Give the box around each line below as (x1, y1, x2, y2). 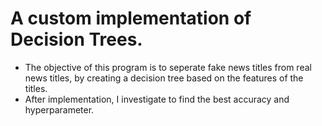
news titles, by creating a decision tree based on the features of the (24, 72, 304, 84)
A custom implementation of (10, 7, 252, 30)
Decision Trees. (10, 28, 143, 51)
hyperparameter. (24, 103, 95, 116)
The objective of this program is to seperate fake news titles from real (24, 61, 312, 73)
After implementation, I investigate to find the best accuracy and (24, 93, 290, 105)
